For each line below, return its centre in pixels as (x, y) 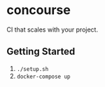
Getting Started (41, 52)
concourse (38, 10)
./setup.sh (33, 69)
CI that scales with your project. (52, 29)
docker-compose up (43, 76)
